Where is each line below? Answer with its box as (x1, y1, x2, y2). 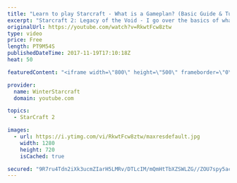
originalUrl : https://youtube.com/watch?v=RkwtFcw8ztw (7, 23, 172, 30)
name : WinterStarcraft (13, 88, 80, 95)
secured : (7, 165, 33, 172)
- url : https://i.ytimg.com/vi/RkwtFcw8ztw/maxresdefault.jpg (13, 133, 200, 140)
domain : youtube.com (13, 94, 74, 102)
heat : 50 (7, 56, 33, 63)
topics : (7, 107, 30, 115)
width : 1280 (20, 139, 55, 146)
